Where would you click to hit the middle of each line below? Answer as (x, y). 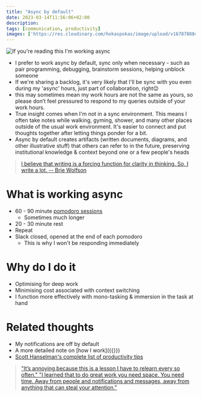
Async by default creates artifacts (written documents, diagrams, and (101, 139)
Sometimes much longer (54, 217)
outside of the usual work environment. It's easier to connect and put (100, 127)
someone (26, 76)
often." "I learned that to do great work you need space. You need (103, 374)
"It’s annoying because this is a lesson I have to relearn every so (100, 368)
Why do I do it (41, 267)
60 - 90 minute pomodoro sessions (59, 211)
